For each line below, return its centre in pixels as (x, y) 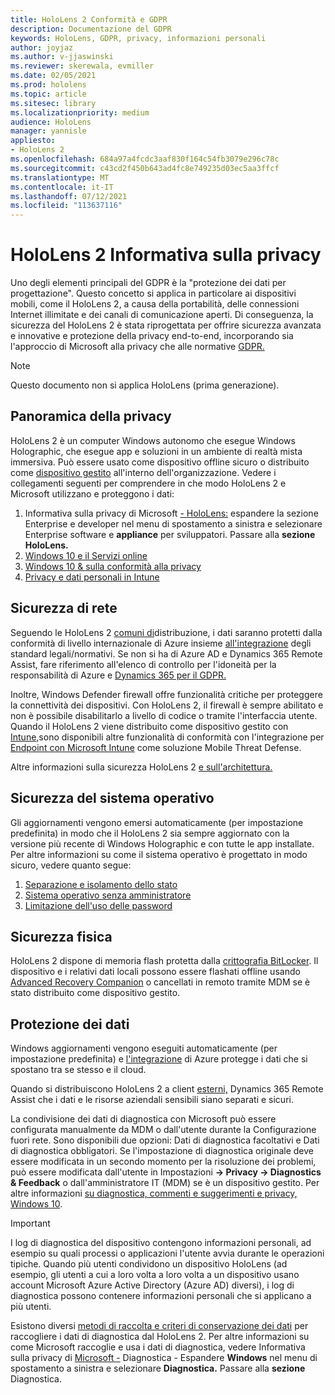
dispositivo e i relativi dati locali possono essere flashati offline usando (155, 972)
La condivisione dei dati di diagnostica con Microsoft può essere (143, 1119)
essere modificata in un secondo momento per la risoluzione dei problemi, (163, 1162)
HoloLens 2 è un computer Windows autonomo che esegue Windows (153, 440)
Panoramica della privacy (91, 416)
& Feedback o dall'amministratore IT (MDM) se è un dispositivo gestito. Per (165, 1183)
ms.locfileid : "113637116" (66, 206)
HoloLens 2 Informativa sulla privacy (166, 255)
